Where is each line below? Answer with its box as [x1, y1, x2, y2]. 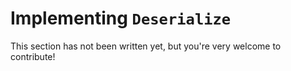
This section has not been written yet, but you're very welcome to [10, 40, 282, 52]
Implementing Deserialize [10, 7, 232, 30]
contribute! [10, 50, 56, 62]
